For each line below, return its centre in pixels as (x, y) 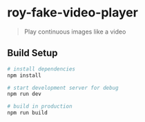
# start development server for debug (63, 88)
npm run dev (24, 94)
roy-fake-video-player (72, 13)
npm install (24, 75)
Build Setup (32, 53)
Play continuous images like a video (75, 32)
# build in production (40, 107)
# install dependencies (41, 69)
